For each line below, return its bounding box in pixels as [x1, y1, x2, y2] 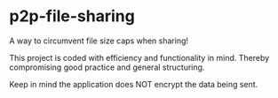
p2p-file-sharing [9, 6, 135, 26]
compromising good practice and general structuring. [9, 62, 205, 72]
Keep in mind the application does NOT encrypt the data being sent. [9, 79, 258, 89]
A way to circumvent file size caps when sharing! [9, 35, 189, 46]
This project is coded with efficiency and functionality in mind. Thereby [9, 52, 270, 63]
